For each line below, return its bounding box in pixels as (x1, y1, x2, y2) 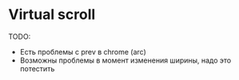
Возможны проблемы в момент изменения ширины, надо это (19, 55, 232, 65)
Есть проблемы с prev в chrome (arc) (19, 47, 146, 56)
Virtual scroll (8, 6, 96, 24)
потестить (19, 63, 55, 73)
